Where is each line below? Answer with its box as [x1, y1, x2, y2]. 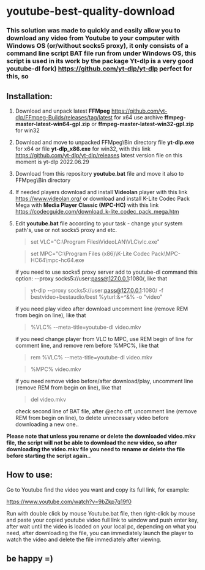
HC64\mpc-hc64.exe [30, 256, 84, 264]
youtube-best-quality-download [6, 4, 175, 18]
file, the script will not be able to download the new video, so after [6, 439, 177, 446]
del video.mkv [30, 396, 66, 403]
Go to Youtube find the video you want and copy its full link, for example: [6, 486, 190, 493]
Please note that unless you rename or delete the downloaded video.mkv [6, 432, 196, 440]
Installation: [6, 91, 53, 102]
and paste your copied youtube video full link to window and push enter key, [6, 516, 199, 523]
